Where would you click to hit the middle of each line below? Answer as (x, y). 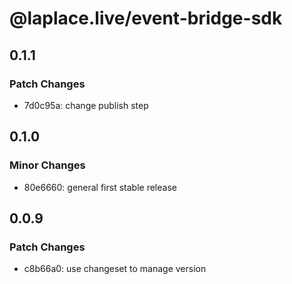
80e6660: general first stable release (100, 187)
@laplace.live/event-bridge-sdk (146, 18)
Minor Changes (47, 165)
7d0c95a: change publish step (86, 105)
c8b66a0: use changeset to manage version (115, 269)
